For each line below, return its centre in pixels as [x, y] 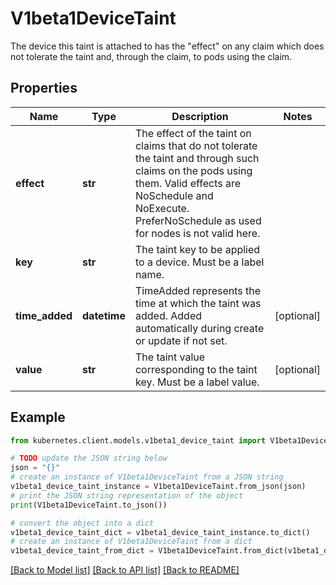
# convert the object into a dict [82, 523]
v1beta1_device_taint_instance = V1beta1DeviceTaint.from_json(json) [158, 487]
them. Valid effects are [188, 183]
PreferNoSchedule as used [198, 220]
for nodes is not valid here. [197, 233]
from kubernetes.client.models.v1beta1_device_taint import [138, 440]
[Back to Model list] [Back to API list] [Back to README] [125, 570]
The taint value [170, 357]
